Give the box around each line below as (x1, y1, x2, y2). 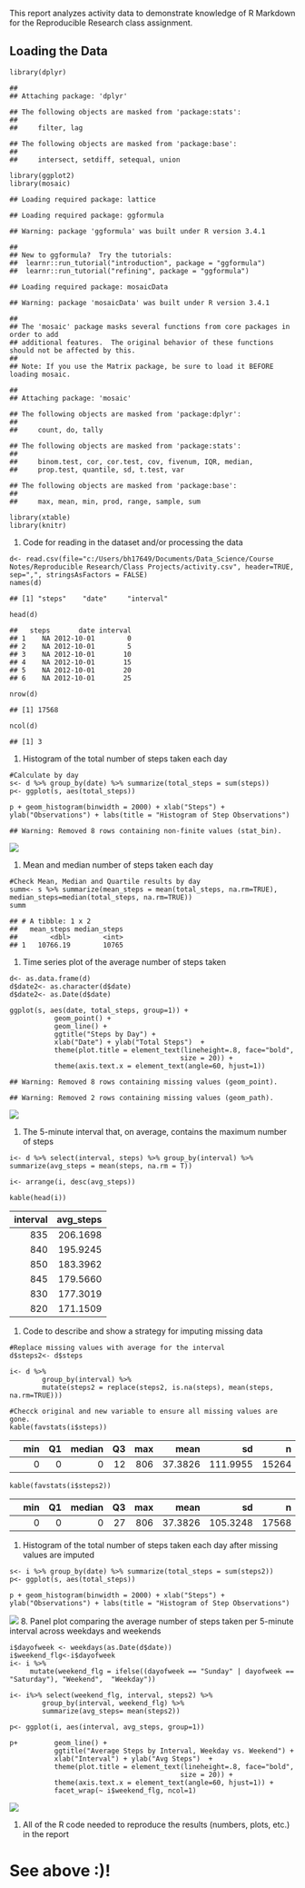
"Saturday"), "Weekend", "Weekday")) (9, 1674, 156, 1684)
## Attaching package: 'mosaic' (9, 393, 132, 402)
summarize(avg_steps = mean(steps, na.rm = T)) (9, 1161, 193, 1170)
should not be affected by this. (9, 345, 136, 355)
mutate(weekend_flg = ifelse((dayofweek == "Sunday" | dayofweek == (29, 1666, 295, 1675)
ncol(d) (9, 721, 39, 730)
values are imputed (22, 1549, 95, 1560)
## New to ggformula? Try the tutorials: (9, 250, 172, 260)
